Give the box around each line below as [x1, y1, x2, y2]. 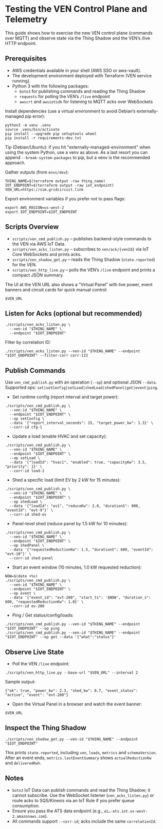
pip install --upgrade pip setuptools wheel [5, 131, 97, 136]
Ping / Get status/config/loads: [12, 612, 74, 618]
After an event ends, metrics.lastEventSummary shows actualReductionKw [5, 755, 152, 761]
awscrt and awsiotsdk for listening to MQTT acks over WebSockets [19, 99, 153, 105]
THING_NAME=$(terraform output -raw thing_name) [5, 178, 106, 184]
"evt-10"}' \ [5, 552, 32, 556]
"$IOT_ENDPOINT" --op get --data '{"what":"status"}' [5, 635, 117, 639]
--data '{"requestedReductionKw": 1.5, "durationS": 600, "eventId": [9, 547, 153, 553]
